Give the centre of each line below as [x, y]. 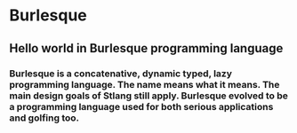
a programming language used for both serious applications [141, 106]
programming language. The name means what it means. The [144, 84]
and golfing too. [44, 118]
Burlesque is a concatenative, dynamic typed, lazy [121, 74]
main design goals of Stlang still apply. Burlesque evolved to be [149, 96]
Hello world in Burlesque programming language [146, 48]
